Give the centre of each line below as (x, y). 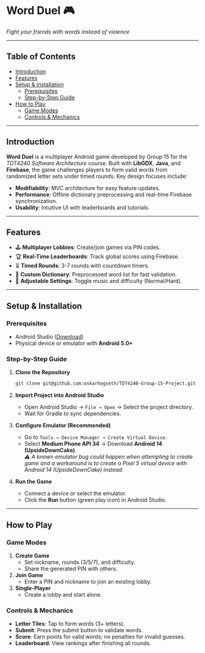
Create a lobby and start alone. (63, 594)
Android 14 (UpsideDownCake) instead (73, 470)
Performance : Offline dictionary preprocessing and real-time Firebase (103, 194)
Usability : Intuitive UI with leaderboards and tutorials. (82, 207)
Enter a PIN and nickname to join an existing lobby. (88, 581)
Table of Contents (41, 57)
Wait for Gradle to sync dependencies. (73, 414)
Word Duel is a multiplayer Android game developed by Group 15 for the (97, 157)
